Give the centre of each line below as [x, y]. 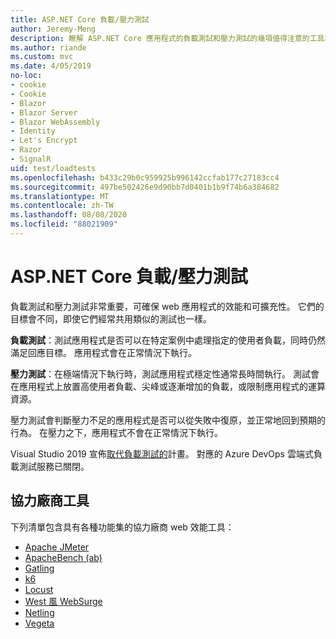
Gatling [39, 568]
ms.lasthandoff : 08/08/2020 [69, 215]
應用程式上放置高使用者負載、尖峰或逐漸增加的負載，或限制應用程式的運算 [172, 386]
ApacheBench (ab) [63, 557]
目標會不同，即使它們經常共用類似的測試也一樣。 [111, 318]
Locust [39, 589]
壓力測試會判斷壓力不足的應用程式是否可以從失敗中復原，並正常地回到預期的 [168, 420]
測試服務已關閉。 [54, 466]
